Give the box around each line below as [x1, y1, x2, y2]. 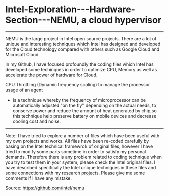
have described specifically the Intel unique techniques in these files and [5, 164, 156, 170]
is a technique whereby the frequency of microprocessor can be [12, 96, 146, 103]
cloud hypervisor [89, 14, 162, 26]
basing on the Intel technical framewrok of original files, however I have [5, 143, 153, 149]
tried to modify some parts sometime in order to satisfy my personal [5, 148, 146, 154]
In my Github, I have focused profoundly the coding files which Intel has [5, 61, 154, 67]
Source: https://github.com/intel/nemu [5, 185, 84, 191]
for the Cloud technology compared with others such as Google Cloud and [5, 46, 160, 52]
